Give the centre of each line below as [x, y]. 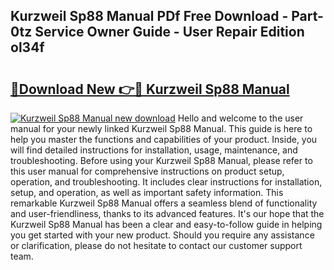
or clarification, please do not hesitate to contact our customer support [156, 245]
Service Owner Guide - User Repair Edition [169, 32]
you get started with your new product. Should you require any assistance [162, 235]
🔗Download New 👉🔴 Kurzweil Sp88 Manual [150, 89]
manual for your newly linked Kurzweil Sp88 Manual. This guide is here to [161, 128]
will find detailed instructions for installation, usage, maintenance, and [154, 150]
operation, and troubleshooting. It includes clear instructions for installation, [166, 182]
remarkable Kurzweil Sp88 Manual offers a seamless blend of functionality [164, 203]
